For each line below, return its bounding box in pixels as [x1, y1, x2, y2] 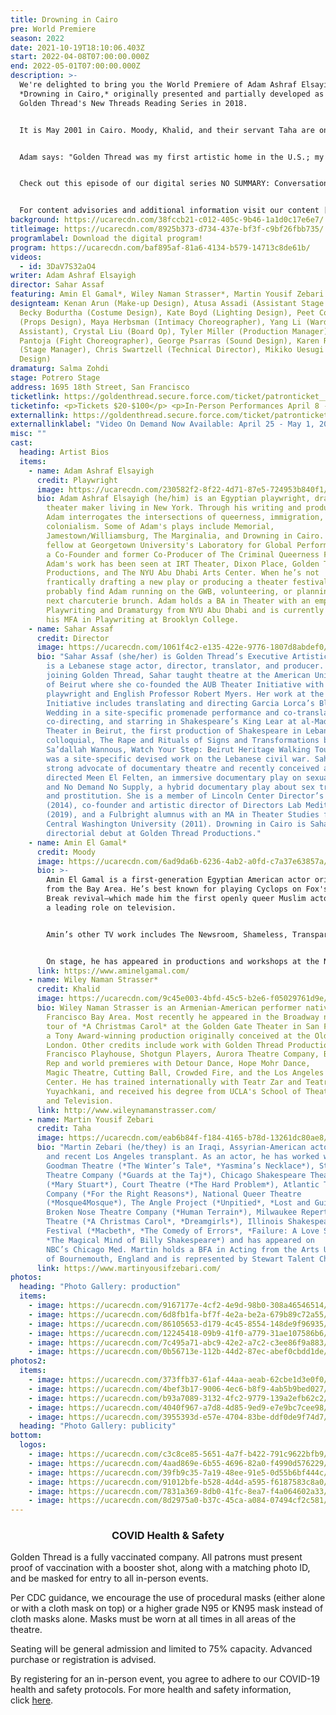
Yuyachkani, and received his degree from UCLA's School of [46, 1086, 302, 1096]
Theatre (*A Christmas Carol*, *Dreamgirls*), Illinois [46, 1217, 284, 1227]
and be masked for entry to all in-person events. [10, 1572, 209, 1585]
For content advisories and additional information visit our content [19, 206, 320, 216]
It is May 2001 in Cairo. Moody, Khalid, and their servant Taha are [19, 125, 315, 135]
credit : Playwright [36, 475, 118, 485]
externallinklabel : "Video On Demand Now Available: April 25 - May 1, [10, 419, 315, 430]
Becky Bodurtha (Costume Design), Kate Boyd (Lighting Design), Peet [19, 307, 315, 318]
